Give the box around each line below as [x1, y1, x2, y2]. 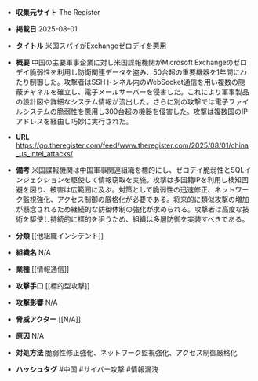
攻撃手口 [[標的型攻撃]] [15, 281, 90, 290]
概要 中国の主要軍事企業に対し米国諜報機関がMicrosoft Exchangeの [15, 58, 234, 67]
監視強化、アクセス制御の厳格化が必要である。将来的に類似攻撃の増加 [22, 195, 249, 203]
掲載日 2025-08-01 [15, 24, 78, 34]
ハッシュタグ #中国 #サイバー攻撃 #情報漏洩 [15, 365, 158, 374]
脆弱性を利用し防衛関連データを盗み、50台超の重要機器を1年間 [29, 68, 234, 77]
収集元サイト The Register [15, 8, 100, 16]
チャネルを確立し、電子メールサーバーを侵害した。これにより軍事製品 [22, 87, 249, 97]
